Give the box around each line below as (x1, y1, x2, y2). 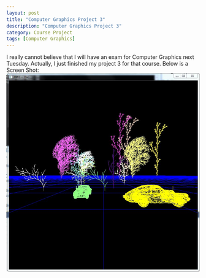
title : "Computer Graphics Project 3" (6, 16, 105, 23)
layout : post (6, 10, 40, 16)
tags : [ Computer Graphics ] (6, 36, 75, 42)
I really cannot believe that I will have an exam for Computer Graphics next (6, 53, 194, 61)
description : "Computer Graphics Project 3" (6, 23, 122, 29)
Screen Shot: (6, 66, 39, 74)
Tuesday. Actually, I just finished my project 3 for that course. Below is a (6, 60, 189, 68)
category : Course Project (6, 29, 72, 36)
